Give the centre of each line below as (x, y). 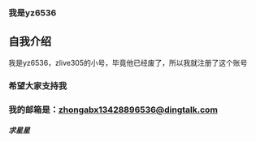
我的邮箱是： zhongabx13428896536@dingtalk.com (113, 110)
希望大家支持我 (38, 85)
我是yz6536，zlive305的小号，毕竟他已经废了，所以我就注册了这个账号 (128, 62)
